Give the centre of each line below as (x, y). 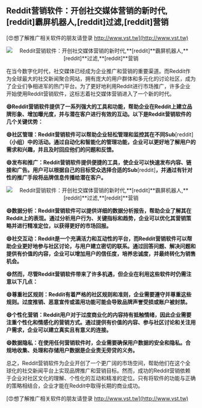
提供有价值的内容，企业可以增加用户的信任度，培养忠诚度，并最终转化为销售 (101, 253)
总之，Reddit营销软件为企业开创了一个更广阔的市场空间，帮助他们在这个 (96, 363)
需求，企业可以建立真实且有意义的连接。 (61, 330)
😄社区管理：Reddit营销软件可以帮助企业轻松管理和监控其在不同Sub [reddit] (100, 134)
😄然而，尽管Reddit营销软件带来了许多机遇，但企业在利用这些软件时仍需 (96, 274)
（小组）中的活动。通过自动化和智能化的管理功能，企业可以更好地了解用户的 (101, 142)
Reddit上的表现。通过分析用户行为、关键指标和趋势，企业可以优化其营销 (96, 218)
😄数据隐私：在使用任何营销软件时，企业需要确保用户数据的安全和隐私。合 (99, 342)
